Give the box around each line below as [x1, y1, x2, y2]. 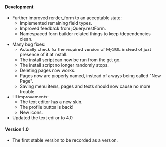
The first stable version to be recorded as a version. [12, 137, 118, 143]
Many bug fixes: [12, 41, 46, 47]
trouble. [19, 89, 36, 95]
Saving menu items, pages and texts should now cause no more [19, 83, 151, 89]
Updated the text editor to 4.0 [12, 115, 73, 121]
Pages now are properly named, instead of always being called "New [19, 73, 161, 79]
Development [5, 4, 34, 10]
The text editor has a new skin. [19, 99, 83, 105]
